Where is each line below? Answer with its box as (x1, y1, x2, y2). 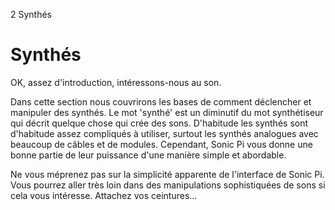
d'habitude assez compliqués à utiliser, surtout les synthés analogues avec (10, 127, 319, 139)
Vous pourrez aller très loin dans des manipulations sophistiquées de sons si (10, 179, 326, 191)
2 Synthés (10, 9, 53, 20)
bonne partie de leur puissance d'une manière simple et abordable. (10, 149, 287, 161)
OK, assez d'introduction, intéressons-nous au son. (10, 76, 222, 88)
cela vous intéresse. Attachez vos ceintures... (10, 189, 198, 201)
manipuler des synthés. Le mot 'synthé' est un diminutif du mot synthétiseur (10, 106, 324, 118)
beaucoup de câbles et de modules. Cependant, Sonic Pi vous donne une (10, 138, 313, 150)
